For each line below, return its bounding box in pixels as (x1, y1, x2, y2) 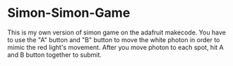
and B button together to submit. (7, 51, 102, 59)
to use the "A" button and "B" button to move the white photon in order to (7, 35, 220, 44)
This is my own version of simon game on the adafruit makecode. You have (7, 28, 226, 37)
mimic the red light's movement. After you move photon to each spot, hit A (7, 43, 224, 51)
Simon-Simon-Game (7, 5, 131, 21)
